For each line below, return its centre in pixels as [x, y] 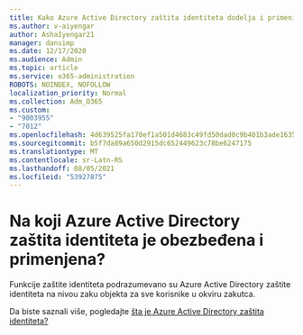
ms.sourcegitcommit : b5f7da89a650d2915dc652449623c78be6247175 [131, 143]
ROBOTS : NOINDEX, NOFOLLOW [60, 85]
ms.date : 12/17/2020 [48, 51]
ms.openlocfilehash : [48, 135]
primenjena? [58, 260]
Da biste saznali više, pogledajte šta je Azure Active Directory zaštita [137, 312]
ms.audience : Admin [46, 59]
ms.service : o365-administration [72, 77]
